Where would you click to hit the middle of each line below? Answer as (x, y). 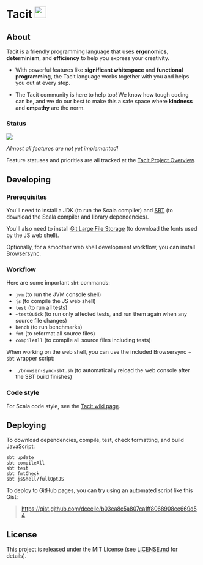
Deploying (26, 425)
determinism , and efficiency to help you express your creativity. (88, 58)
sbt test (17, 468)
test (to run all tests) (41, 308)
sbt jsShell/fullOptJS (35, 479)
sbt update (20, 458)
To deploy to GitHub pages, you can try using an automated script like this (100, 490)
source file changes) (41, 321)
